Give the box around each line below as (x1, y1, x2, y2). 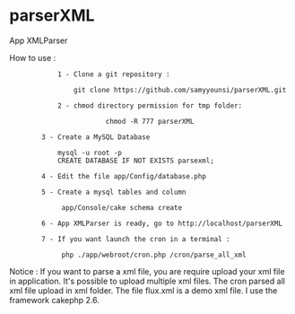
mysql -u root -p (56, 148, 123, 157)
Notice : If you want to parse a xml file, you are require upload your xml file (9, 266, 285, 276)
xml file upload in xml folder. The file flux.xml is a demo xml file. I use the (9, 284, 278, 296)
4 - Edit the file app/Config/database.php (41, 171, 206, 180)
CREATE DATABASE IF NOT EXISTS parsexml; (56, 156, 215, 165)
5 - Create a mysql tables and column (41, 188, 187, 196)
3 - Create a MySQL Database (41, 132, 151, 142)
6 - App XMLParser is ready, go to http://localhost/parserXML (41, 219, 282, 228)
